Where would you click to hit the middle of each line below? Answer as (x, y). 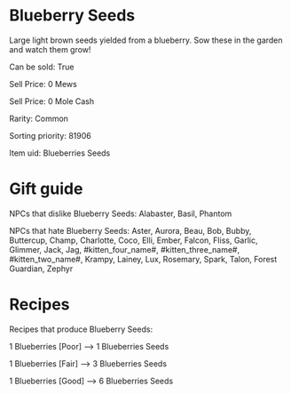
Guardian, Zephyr (41, 269)
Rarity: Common (39, 118)
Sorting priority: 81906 (50, 135)
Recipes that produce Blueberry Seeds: (81, 329)
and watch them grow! (50, 49)
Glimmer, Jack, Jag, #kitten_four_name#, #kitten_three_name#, (125, 249)
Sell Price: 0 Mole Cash (52, 101)
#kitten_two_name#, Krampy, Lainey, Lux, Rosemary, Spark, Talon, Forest (143, 259)
